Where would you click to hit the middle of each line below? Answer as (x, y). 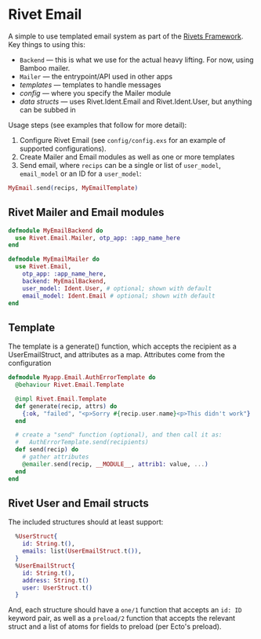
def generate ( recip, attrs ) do (66, 406)
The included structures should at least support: (86, 522)
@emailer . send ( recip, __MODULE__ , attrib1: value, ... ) (116, 464)
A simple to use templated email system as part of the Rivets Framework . (126, 36)
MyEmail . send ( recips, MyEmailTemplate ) (73, 188)
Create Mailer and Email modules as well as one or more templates (127, 157)
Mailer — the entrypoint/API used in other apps (96, 76)
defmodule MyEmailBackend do (56, 230)
